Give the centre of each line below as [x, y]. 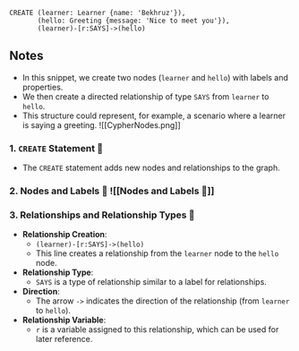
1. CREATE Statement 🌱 [56, 148]
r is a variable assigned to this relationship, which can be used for [157, 330]
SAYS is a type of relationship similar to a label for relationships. [151, 282]
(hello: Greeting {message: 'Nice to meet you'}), [133, 21]
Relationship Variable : [64, 320]
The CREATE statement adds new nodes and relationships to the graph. [151, 168]
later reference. [64, 339]
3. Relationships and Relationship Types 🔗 [102, 215]
